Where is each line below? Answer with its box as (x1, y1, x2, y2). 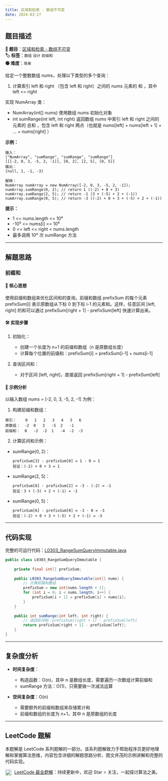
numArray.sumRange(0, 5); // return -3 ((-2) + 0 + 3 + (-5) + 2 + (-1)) (5, 196, 162, 201)
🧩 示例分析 (5, 384, 27, 390)
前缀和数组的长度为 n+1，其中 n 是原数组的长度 (19, 711, 117, 717)
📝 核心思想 (5, 283, 27, 289)
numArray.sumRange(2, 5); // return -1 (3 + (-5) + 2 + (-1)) (5, 192, 137, 197)
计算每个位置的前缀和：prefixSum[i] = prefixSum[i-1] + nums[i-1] (19, 350, 153, 356)
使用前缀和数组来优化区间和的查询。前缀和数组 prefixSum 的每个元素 (5, 295, 147, 301)
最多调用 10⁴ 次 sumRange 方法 (12, 232, 77, 238)
